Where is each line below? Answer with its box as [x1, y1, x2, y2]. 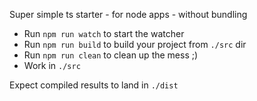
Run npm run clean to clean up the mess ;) [23, 49, 199, 61]
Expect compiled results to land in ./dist [9, 79, 179, 91]
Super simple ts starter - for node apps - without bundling [9, 9, 248, 20]
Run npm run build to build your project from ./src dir [23, 39, 247, 50]
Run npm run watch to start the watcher [23, 28, 185, 39]
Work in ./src [23, 60, 81, 71]
